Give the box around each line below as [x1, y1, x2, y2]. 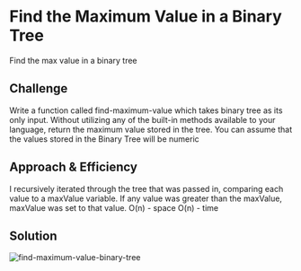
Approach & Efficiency [9, 160, 137, 175]
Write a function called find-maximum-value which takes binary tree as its [9, 105, 283, 116]
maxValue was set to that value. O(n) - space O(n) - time [9, 202, 218, 213]
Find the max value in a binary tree [9, 55, 137, 66]
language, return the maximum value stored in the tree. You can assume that [9, 124, 293, 135]
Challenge [9, 81, 68, 96]
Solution [9, 228, 58, 243]
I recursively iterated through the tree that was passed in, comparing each [9, 183, 284, 194]
